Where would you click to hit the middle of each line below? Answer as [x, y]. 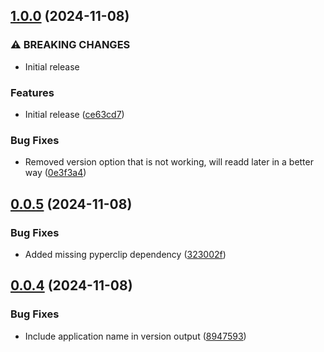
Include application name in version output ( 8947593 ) [135, 336]
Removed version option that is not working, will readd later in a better [169, 162]
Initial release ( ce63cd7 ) [74, 114]
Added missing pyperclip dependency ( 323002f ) [125, 254]
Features [32, 92]
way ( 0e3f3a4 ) [55, 173]
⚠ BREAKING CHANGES [70, 45]
